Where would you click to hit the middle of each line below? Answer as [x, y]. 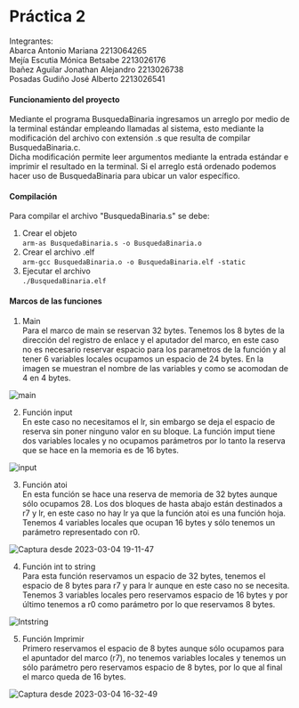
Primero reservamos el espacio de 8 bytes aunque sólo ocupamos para [153, 648]
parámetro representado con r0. [81, 532]
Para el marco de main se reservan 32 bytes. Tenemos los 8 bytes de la [153, 330]
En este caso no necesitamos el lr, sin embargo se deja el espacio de [149, 421]
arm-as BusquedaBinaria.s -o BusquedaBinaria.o [112, 244]
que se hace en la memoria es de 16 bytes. [101, 450]
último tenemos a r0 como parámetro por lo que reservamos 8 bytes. [149, 604]
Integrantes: [31, 41]
